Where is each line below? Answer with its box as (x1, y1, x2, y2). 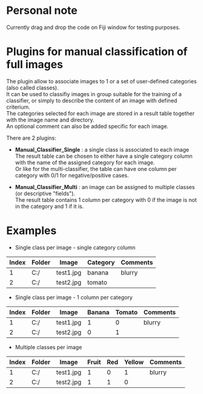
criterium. (6, 103, 30, 111)
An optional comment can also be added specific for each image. (6, 122, 169, 130)
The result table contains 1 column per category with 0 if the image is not (14, 196, 197, 203)
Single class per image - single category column (14, 244, 136, 251)
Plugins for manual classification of (6, 45, 188, 59)
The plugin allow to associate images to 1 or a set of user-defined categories (6, 77, 197, 85)
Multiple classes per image (14, 343, 83, 350)
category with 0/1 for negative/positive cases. (14, 172, 129, 179)
